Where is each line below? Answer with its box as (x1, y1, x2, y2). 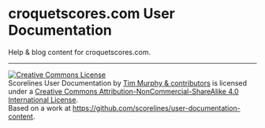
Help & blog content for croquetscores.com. (8, 47, 151, 57)
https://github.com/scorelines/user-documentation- (72, 103, 241, 112)
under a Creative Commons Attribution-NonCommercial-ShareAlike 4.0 (8, 86, 239, 96)
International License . (8, 95, 79, 104)
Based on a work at (8, 103, 71, 112)
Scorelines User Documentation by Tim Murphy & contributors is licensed (8, 78, 247, 87)
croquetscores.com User (8, 5, 176, 23)
